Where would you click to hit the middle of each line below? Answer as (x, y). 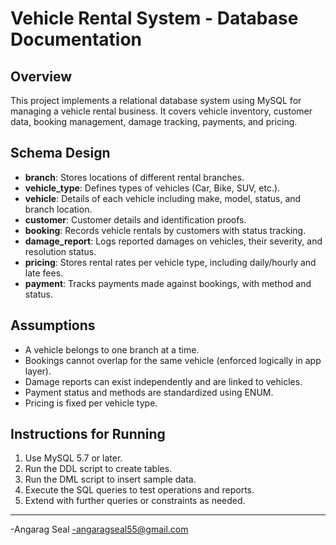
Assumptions (53, 325)
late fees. (44, 273)
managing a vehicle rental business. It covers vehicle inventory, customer (161, 111)
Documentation (76, 39)
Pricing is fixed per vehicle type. (91, 403)
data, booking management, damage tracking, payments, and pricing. (154, 121)
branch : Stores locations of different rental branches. (134, 177)
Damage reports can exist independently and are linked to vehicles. (163, 381)
